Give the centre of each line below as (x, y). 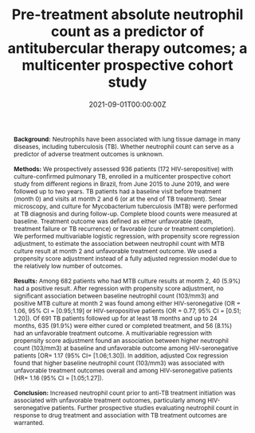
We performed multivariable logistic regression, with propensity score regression (126, 236)
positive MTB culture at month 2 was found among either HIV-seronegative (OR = (127, 303)
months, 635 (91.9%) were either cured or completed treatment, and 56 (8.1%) (123, 325)
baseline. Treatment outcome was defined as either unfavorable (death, (114, 221)
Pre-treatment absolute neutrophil (127, 15)
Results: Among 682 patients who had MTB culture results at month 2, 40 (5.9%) (127, 281)
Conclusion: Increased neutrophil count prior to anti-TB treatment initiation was (124, 393)
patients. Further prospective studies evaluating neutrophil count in (145, 408)
